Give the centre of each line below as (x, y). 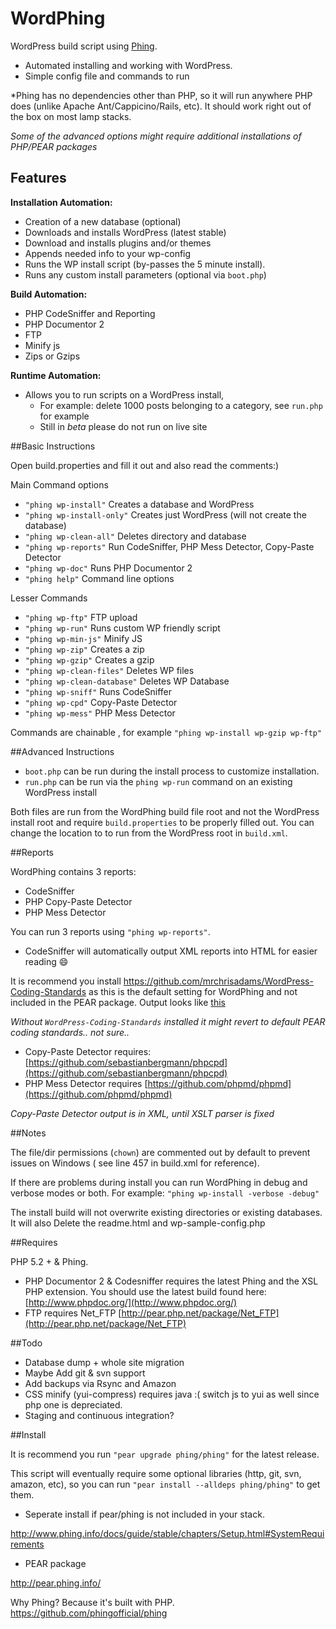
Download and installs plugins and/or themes (118, 243)
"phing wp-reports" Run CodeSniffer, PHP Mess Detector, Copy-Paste (169, 546)
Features (38, 178)
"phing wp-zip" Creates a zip (84, 649)
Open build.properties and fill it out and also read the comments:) (145, 465)
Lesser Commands (49, 598)
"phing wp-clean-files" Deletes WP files (109, 670)
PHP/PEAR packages (54, 146)
